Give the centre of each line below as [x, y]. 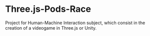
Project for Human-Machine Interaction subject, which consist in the [75, 23]
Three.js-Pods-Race [48, 9]
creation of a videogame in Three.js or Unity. [51, 28]
